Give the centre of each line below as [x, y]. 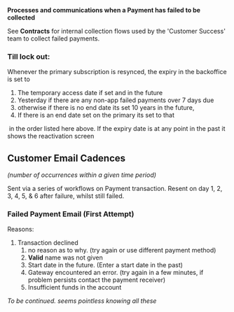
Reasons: [21, 229]
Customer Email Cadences [67, 158]
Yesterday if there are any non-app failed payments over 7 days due [116, 100]
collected [21, 17]
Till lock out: [29, 57]
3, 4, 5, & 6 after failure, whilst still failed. [66, 196]
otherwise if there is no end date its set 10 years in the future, [106, 108]
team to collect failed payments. [54, 38]
